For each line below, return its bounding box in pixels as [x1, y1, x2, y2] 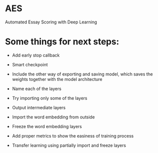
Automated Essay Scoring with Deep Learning [5, 19, 97, 25]
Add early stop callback [12, 52, 60, 58]
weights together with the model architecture [12, 76, 103, 82]
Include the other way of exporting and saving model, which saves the [12, 71, 153, 77]
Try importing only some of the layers [12, 95, 88, 101]
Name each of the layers [12, 86, 62, 92]
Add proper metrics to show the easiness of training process [12, 133, 134, 139]
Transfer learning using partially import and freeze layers [12, 142, 126, 148]
